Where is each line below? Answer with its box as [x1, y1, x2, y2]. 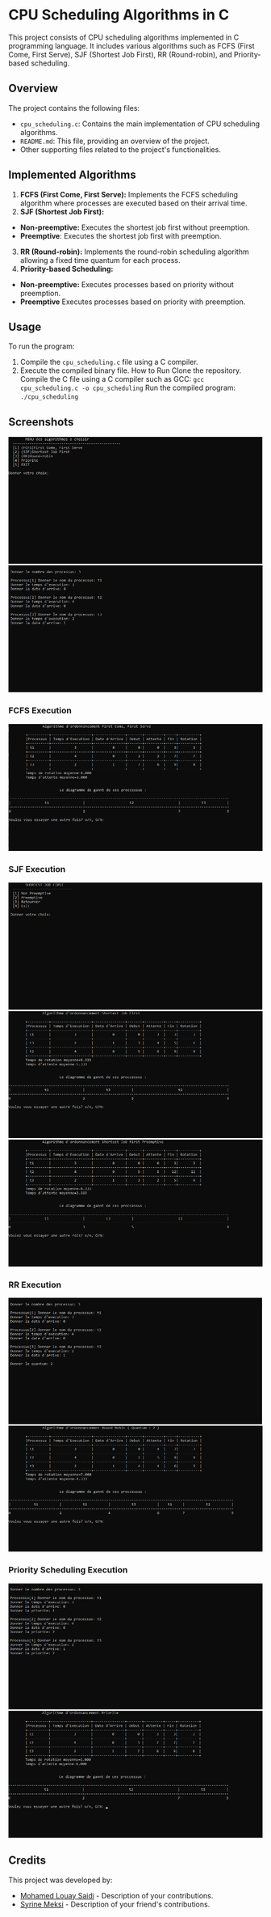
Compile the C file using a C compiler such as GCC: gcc [19, 375, 204, 384]
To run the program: [8, 341, 75, 351]
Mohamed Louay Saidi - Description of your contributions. [19, 1890, 214, 1900]
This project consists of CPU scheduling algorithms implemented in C [8, 32, 240, 42]
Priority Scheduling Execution [8, 1564, 128, 1576]
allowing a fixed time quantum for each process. [19, 255, 181, 264]
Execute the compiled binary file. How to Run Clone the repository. [19, 366, 242, 375]
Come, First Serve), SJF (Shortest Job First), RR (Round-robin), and [8, 49, 232, 59]
